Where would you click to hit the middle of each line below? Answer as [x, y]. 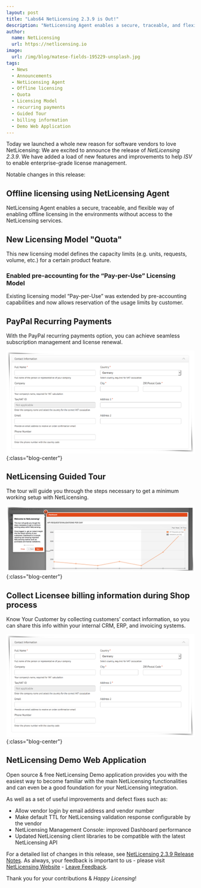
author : [16, 32]
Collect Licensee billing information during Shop [98, 595]
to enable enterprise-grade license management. [67, 163]
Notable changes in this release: [46, 175]
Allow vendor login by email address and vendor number [84, 810]
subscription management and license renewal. [65, 342]
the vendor [28, 823]
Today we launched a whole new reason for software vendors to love [91, 144]
